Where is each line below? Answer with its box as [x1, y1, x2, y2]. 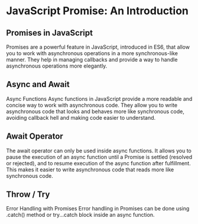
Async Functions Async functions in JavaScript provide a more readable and [6, 95, 193, 102]
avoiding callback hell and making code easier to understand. [6, 114, 156, 121]
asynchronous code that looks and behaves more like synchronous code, [6, 108, 184, 115]
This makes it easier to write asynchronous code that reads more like [6, 166, 174, 173]
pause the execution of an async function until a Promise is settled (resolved [6, 153, 193, 161]
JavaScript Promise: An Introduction [6, 4, 189, 18]
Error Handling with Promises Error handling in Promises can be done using [6, 205, 190, 212]
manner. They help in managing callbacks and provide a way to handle [6, 56, 178, 63]
